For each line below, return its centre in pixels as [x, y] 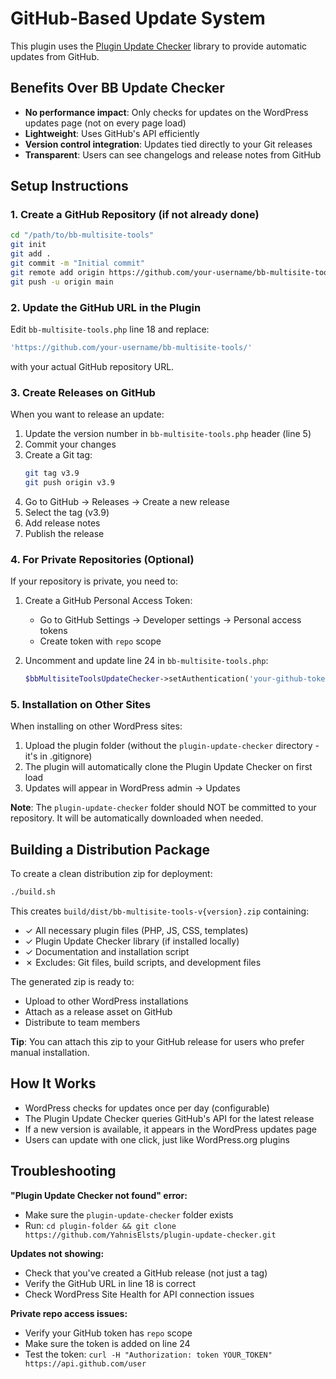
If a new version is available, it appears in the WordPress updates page [170, 1129]
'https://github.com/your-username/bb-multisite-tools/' [131, 347]
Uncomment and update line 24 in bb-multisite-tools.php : [146, 661]
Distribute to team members [82, 1023]
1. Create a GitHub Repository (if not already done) [135, 215]
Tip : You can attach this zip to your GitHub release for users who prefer [157, 1042]
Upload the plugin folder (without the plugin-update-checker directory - [172, 746]
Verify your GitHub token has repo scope [108, 1333]
